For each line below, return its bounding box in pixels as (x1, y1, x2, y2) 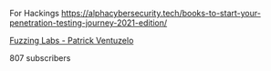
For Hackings (9, 8, 59, 18)
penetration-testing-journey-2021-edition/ (9, 17, 168, 28)
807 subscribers (9, 53, 71, 63)
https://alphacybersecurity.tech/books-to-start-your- (60, 8, 262, 18)
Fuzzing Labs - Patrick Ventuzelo (9, 35, 134, 46)
